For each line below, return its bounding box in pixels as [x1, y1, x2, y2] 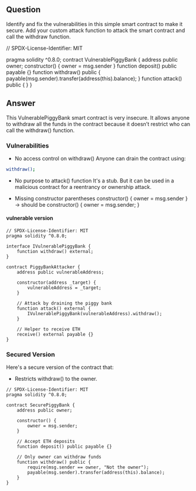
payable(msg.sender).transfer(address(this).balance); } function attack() [6, 75, 182, 82]
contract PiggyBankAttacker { [6, 264, 81, 270]
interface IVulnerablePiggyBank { [6, 243, 92, 249]
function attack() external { [17, 306, 92, 312]
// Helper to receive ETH [17, 326, 81, 332]
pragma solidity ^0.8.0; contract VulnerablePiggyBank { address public [6, 56, 178, 63]
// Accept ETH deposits [17, 438, 76, 445]
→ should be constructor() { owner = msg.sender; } [14, 201, 140, 208]
